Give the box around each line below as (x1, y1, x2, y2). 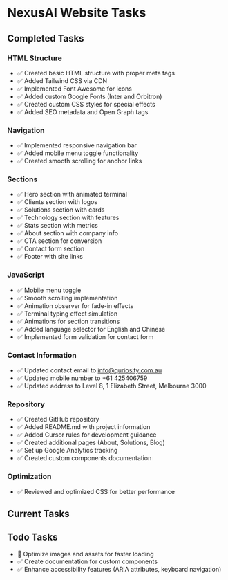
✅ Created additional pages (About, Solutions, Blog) (17, 438, 166, 447)
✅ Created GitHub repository (17, 415, 99, 424)
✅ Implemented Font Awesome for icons (17, 84, 133, 93)
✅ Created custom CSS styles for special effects (17, 100, 155, 108)
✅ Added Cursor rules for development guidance (17, 431, 157, 439)
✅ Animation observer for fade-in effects (17, 301, 134, 309)
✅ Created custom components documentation (17, 454, 152, 462)
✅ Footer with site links (17, 253, 83, 261)
